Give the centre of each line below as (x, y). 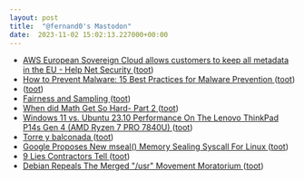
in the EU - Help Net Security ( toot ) (88, 70)
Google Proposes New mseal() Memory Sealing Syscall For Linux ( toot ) (155, 147)
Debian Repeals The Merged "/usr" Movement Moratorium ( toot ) (143, 166)
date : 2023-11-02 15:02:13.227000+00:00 (89, 34)
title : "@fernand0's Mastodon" (70, 26)
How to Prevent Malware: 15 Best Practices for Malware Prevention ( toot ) (159, 80)
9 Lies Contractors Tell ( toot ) (76, 156)
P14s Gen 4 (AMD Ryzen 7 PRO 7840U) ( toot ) (108, 128)
